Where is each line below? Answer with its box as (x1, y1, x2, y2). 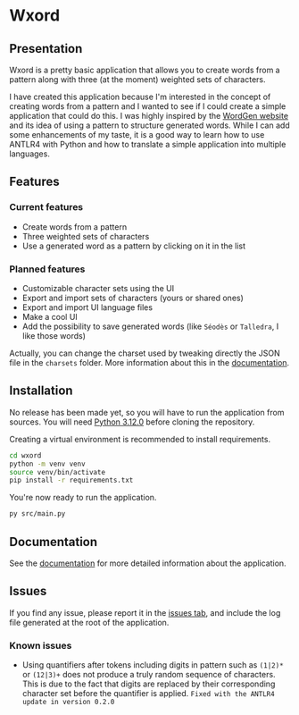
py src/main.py (9, 509, 66, 518)
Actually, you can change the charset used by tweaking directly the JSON (9, 348, 281, 358)
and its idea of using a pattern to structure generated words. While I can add (9, 120, 290, 130)
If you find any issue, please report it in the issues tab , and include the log (9, 607, 281, 618)
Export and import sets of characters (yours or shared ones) (21, 292, 244, 303)
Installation (9, 383, 73, 399)
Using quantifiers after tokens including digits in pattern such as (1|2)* (21, 660, 284, 670)
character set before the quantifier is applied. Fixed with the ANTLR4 (21, 688, 275, 699)
